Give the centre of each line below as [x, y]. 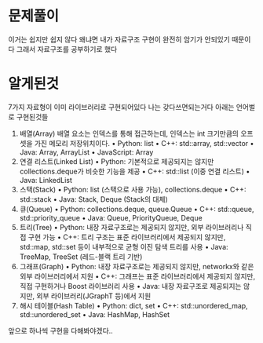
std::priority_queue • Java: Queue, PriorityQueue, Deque [111, 217]
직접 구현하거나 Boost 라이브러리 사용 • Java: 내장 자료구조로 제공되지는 [130, 286]
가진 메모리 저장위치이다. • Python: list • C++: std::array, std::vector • [144, 143]
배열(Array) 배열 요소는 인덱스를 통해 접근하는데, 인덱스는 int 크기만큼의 [129, 133]
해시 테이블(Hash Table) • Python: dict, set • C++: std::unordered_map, [134, 305]
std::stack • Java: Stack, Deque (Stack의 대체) [94, 199]
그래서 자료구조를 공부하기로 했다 [67, 49]
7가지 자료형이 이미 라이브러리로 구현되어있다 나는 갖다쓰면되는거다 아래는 [121, 107]
